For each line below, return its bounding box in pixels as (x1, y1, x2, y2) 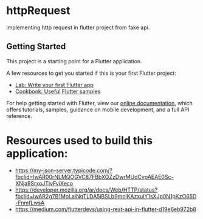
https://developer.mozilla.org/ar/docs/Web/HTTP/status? (15, 186, 158, 193)
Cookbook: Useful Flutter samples (15, 88, 101, 95)
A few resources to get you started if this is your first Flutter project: (6, 69, 176, 77)
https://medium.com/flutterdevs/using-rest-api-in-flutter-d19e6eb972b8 (15, 205, 196, 213)
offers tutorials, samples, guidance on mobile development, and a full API (6, 106, 190, 113)
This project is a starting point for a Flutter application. (6, 57, 142, 64)
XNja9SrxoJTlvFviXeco (15, 179, 74, 187)
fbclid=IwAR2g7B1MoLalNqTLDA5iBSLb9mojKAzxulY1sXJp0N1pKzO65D (15, 192, 197, 200)
